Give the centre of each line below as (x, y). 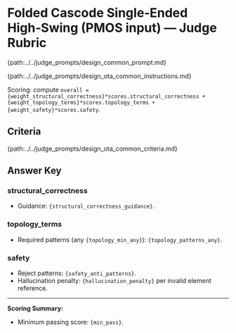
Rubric (27, 43)
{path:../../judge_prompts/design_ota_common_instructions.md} (99, 76)
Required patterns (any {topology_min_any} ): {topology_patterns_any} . (120, 239)
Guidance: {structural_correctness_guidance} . (86, 206)
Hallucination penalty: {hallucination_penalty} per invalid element (114, 281)
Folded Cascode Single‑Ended (98, 13)
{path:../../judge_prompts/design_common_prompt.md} (87, 62)
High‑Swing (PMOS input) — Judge (112, 28)
